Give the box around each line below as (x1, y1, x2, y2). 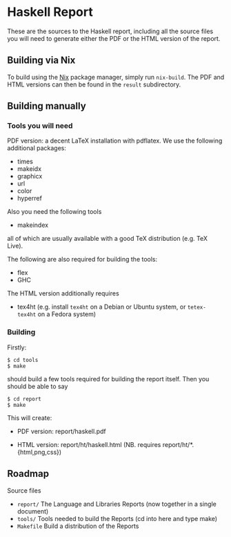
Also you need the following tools (7, 208, 102, 216)
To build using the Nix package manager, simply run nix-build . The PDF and (7, 73, 225, 81)
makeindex (17, 221, 49, 229)
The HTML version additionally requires (7, 289, 119, 298)
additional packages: (7, 144, 67, 152)
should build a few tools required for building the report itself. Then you (7, 374, 210, 383)
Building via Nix (7, 55, 76, 66)
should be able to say (7, 382, 68, 390)
